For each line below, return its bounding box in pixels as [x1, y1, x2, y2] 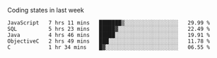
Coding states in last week [7, 6, 85, 14]
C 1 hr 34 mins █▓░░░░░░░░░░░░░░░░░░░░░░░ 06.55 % [7, 44, 211, 51]
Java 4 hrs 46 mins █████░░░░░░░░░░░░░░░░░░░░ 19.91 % [7, 31, 211, 38]
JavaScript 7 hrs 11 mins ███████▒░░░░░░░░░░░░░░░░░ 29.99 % [7, 20, 211, 27]
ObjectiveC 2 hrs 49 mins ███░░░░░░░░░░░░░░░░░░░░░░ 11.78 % [7, 38, 211, 45]
